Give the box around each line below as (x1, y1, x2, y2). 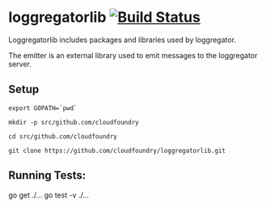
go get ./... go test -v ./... (8, 190, 90, 200)
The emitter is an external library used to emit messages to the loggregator (8, 50, 258, 60)
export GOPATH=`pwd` (8, 104, 78, 112)
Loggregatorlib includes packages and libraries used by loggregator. (8, 35, 237, 45)
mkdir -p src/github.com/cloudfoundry (8, 118, 139, 126)
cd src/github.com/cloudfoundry (8, 132, 117, 141)
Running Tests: (8, 168, 87, 182)
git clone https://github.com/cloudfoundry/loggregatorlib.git (8, 146, 226, 155)
